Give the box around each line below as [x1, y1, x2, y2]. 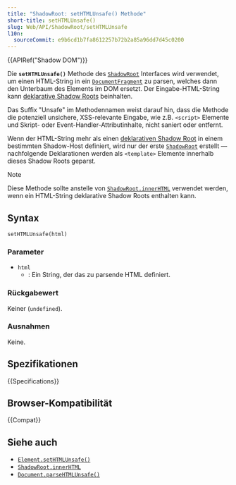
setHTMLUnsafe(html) [7, 231, 68, 238]
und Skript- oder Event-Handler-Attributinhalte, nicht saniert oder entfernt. [7, 121, 223, 129]
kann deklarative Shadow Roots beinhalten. [7, 92, 133, 101]
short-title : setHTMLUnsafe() [7, 17, 97, 24]
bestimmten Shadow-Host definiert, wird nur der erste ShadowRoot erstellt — [7, 142, 228, 150]
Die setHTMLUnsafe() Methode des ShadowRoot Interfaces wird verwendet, [7, 70, 220, 78]
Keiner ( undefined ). [7, 304, 63, 312]
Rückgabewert [7, 288, 58, 298]
